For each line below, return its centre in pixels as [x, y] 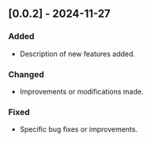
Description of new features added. [77, 54]
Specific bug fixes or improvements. [79, 129]
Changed [26, 74]
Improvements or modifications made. [81, 91]
